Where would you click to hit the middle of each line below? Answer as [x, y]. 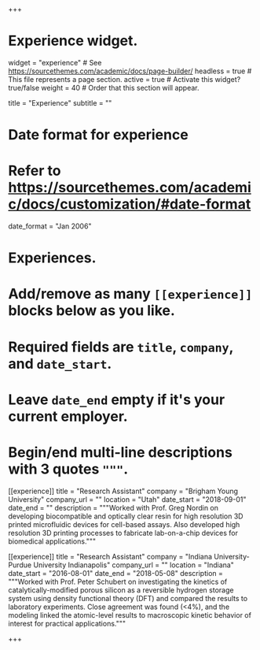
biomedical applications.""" [52, 541]
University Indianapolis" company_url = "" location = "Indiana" [134, 565]
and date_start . [60, 364]
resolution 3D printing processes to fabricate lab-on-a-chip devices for [123, 533]
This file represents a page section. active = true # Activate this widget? [125, 79]
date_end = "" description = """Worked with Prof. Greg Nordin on [113, 507]
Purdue [20, 565]
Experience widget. [73, 41]
